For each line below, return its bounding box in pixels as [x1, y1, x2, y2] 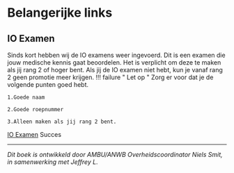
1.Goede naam [7, 94, 45, 101]
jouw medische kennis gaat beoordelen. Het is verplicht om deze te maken [7, 58, 221, 67]
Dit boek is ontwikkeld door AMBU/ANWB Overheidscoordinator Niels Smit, [7, 151, 223, 158]
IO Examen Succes [7, 131, 61, 138]
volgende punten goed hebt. [7, 81, 89, 88]
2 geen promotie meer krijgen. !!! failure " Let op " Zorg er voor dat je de [7, 73, 214, 81]
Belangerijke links [7, 5, 113, 21]
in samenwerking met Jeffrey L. [7, 158, 99, 166]
